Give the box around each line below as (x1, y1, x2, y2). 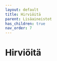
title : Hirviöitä (5, 12, 41, 17)
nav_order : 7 (5, 26, 32, 31)
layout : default (5, 7, 39, 12)
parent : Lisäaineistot (5, 16, 52, 21)
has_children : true (5, 21, 46, 26)
